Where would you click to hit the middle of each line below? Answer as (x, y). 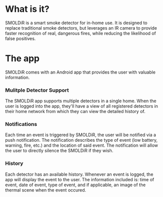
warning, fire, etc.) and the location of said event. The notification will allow (81, 145)
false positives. (20, 39)
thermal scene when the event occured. (46, 190)
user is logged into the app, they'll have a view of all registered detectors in (81, 106)
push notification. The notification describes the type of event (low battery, (81, 140)
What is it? (27, 9)
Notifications (21, 124)
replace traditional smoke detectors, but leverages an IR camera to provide (81, 28)
